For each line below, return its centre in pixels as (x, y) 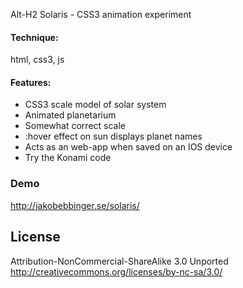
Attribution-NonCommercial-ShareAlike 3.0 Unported (119, 261)
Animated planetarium (70, 115)
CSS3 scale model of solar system (95, 105)
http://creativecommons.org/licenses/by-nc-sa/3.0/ (116, 271)
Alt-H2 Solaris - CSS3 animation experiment (101, 14)
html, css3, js (37, 60)
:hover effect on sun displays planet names (113, 136)
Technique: (34, 37)
